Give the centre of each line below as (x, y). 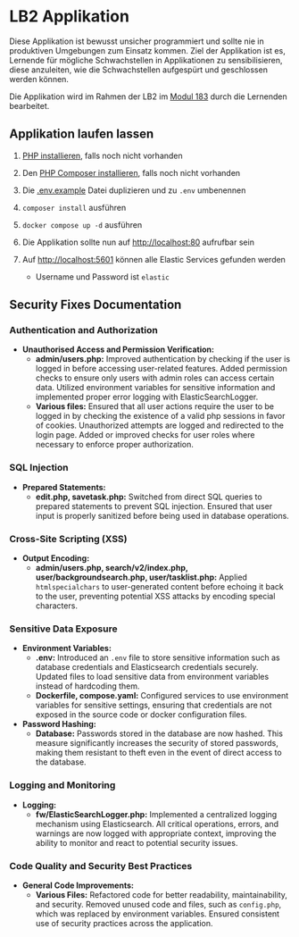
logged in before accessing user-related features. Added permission (161, 369)
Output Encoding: (56, 558)
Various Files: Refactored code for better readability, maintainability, (162, 894)
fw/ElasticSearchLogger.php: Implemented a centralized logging (156, 814)
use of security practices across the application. (124, 923)
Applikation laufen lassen (82, 134)
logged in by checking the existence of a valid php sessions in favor (160, 416)
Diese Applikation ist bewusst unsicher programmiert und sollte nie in (137, 41)
